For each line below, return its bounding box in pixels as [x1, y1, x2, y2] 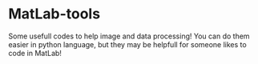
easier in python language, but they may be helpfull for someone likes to [8, 39, 247, 49]
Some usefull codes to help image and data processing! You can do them [8, 31, 250, 41]
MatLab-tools [8, 5, 101, 23]
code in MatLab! [8, 48, 62, 58]
